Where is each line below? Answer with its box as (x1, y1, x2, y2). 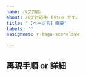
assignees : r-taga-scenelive (6, 31, 80, 37)
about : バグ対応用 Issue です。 (6, 14, 81, 21)
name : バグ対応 (6, 8, 41, 15)
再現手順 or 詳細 (6, 60, 67, 71)
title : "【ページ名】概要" (6, 20, 67, 26)
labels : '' (6, 25, 34, 32)
